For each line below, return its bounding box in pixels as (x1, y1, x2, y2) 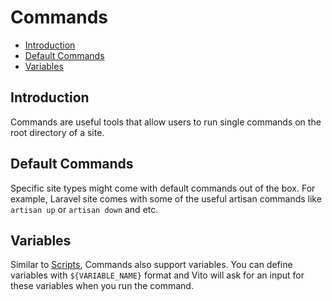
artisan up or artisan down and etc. (10, 203, 159, 215)
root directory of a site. (10, 126, 105, 138)
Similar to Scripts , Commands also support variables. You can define (10, 259, 293, 271)
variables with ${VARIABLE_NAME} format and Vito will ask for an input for (10, 269, 305, 281)
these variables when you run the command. (10, 280, 194, 292)
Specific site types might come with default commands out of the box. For (10, 182, 316, 194)
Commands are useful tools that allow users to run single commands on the (10, 116, 322, 128)
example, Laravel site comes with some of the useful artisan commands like (10, 192, 322, 205)
